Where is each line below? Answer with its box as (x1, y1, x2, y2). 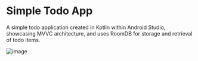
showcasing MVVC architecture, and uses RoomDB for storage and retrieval (6, 30, 193, 37)
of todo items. (6, 36, 41, 43)
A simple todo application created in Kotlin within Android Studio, (6, 24, 166, 31)
